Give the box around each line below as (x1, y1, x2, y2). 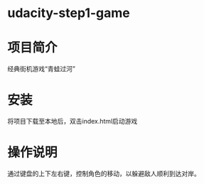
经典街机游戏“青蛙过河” (7, 65, 76, 73)
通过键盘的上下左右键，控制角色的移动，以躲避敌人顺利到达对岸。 (7, 169, 200, 178)
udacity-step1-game (7, 5, 130, 21)
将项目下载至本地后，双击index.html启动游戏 (7, 117, 138, 126)
